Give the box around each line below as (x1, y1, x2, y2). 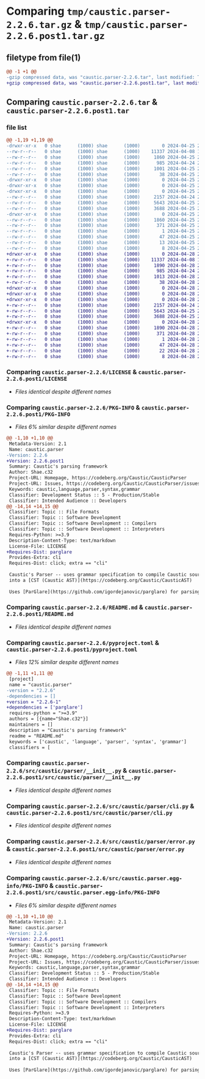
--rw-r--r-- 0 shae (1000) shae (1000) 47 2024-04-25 (6, 234, 195, 240)
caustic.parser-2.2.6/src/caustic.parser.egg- (41, 875, 182, 882)
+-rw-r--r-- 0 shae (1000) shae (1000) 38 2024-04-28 (6, 280, 195, 286)
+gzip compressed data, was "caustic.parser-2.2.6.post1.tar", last (6, 80, 184, 86)
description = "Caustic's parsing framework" (9, 727, 127, 733)
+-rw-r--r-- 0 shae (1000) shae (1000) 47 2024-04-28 (6, 342, 195, 348)
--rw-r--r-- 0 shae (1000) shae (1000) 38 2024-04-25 (6, 171, 195, 177)
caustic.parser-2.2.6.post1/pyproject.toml (6, 646, 138, 653)
